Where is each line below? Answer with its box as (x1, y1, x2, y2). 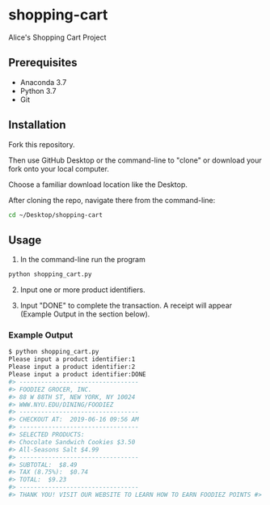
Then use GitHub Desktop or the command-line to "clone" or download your (8, 155, 262, 165)
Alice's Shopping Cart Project (8, 32, 107, 42)
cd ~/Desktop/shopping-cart (8, 210, 103, 219)
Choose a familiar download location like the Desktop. (8, 180, 188, 189)
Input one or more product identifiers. (19, 285, 146, 295)
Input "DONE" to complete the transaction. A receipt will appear (19, 301, 233, 311)
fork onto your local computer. (8, 163, 109, 173)
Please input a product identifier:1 (8, 355, 136, 363)
